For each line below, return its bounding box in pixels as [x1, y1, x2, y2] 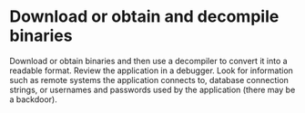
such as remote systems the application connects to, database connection [9, 74, 290, 85]
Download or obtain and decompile [9, 6, 280, 27]
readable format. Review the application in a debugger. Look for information [9, 65, 294, 76]
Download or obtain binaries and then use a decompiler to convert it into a [9, 55, 289, 66]
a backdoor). [9, 93, 57, 105]
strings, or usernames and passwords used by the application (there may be [9, 84, 296, 95]
